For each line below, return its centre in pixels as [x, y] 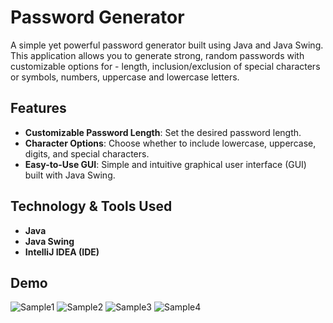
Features [38, 108]
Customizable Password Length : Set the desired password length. [163, 132]
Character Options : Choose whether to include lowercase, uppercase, [170, 143]
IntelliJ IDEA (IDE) [62, 252]
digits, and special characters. [87, 153]
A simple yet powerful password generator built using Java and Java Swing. [167, 45]
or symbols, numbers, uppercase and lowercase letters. [125, 77]
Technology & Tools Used [91, 206]
